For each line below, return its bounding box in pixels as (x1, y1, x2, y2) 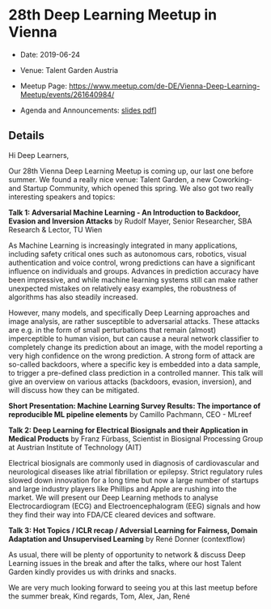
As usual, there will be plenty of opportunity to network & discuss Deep (8, 549, 246, 560)
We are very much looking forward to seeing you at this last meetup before (8, 582, 258, 592)
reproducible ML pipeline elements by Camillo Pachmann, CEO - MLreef (8, 409, 252, 419)
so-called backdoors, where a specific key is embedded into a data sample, (8, 359, 261, 369)
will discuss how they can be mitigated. (8, 385, 140, 394)
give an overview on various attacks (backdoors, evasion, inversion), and (8, 377, 252, 386)
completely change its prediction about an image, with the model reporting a (8, 342, 263, 351)
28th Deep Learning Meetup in (8, 6, 217, 24)
